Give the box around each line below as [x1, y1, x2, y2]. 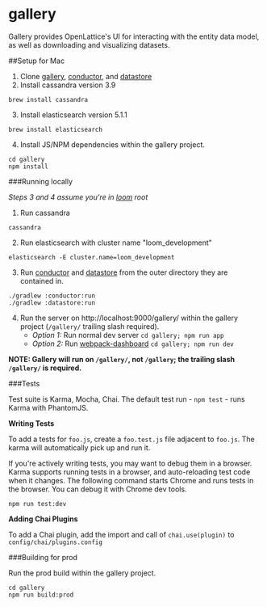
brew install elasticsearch [8, 125, 103, 133]
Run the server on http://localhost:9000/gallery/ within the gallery [19, 313, 239, 322]
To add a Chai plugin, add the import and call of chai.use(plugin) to [8, 529, 235, 539]
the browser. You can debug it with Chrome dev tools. [8, 484, 187, 494]
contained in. [19, 276, 64, 285]
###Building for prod [8, 552, 78, 562]
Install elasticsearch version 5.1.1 [19, 110, 127, 120]
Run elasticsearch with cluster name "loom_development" [19, 238, 212, 247]
